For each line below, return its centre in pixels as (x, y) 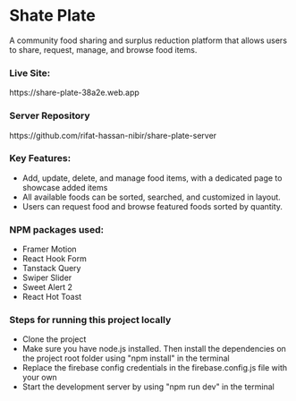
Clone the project (54, 339)
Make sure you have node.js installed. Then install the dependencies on (154, 349)
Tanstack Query (51, 269)
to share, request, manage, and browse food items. (103, 49)
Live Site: (30, 73)
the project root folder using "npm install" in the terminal (126, 358)
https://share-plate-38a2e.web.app (75, 93)
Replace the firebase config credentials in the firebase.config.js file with (155, 368)
